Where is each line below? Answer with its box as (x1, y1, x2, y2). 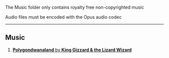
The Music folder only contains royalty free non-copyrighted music (5, 5, 144, 10)
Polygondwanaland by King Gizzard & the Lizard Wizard (12, 46, 132, 52)
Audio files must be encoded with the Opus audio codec (5, 14, 122, 20)
